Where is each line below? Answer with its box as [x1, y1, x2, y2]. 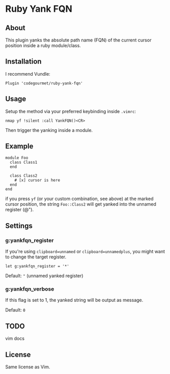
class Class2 [10, 173, 38, 179]
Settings [5, 221, 33, 230]
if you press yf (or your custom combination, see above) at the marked [5, 195, 154, 202]
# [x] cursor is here [14, 178, 60, 183]
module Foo [5, 156, 29, 161]
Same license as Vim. [5, 364, 50, 370]
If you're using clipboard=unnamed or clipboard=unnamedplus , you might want [5, 249, 165, 255]
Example [5, 142, 34, 151]
